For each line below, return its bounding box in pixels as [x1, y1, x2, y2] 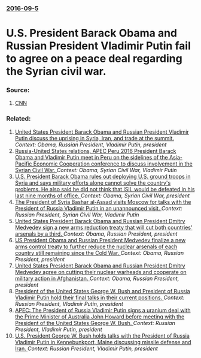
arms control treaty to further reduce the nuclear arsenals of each [14, 243, 178, 250]
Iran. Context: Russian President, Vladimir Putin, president [14, 345, 159, 352]
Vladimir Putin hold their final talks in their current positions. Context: [14, 294, 185, 301]
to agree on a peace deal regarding [6, 52, 182, 65]
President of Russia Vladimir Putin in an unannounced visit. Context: [14, 204, 182, 212]
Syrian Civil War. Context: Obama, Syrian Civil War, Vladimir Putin [14, 166, 178, 173]
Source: [6, 86, 30, 94]
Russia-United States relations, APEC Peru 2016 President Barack [14, 147, 176, 154]
